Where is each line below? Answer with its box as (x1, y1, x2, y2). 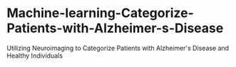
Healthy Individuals (6, 51, 63, 60)
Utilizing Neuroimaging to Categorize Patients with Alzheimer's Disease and (6, 43, 230, 52)
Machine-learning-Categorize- (6, 5, 194, 21)
